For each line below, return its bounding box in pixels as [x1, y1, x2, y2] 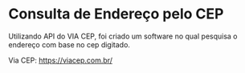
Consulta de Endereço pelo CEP [8, 5, 224, 23]
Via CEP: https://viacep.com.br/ [8, 55, 112, 65]
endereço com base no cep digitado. [8, 39, 131, 49]
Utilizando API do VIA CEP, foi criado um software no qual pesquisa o [8, 31, 239, 41]
